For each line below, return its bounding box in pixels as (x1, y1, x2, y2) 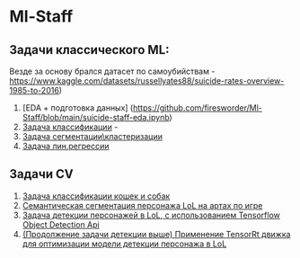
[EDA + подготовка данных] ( (22, 102, 134, 113)
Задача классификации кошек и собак (22, 191, 171, 201)
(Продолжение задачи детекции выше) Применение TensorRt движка (22, 228, 291, 239)
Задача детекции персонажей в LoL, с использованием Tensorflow (22, 209, 280, 220)
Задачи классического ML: (9, 42, 170, 58)
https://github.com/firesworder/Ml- (133, 102, 263, 113)
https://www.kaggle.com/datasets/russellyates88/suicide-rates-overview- (9, 76, 285, 86)
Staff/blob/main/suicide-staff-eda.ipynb (22, 112, 170, 122)
